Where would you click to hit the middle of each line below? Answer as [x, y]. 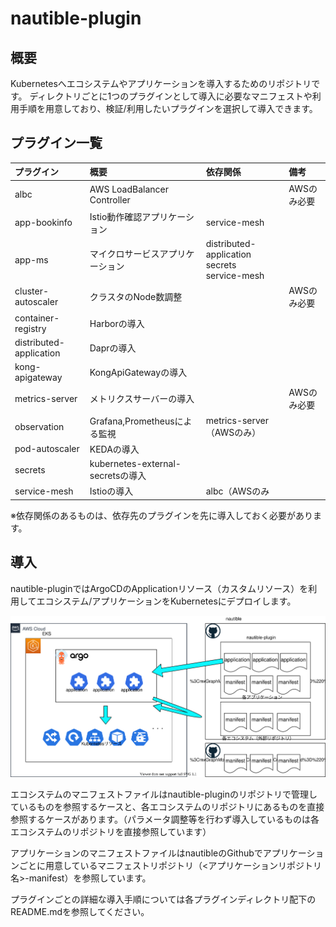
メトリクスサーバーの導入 [142, 399]
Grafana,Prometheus [132, 421]
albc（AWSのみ [237, 491]
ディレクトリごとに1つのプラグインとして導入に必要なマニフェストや [171, 96]
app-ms [31, 259]
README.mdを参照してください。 [80, 911]
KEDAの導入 [114, 449]
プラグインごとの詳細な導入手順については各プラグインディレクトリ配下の [163, 899]
